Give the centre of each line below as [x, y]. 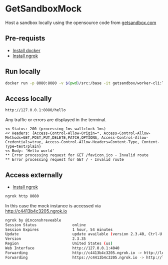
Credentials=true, [24, 142]
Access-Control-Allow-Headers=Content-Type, [92, 142]
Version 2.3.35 [45, 239]
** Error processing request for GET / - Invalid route [64, 160]
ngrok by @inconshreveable [33, 220]
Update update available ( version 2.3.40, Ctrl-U [84, 234]
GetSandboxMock [43, 9]
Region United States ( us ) [59, 243]
